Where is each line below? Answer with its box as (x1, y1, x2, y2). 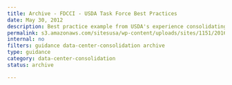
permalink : (7, 29, 39, 37)
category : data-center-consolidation (7, 55, 116, 62)
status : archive (7, 62, 54, 68)
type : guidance (7, 49, 51, 56)
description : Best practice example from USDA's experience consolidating (7, 23, 227, 30)
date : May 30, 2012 (7, 17, 64, 23)
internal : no (7, 36, 45, 43)
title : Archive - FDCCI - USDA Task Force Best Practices (7, 10, 177, 17)
